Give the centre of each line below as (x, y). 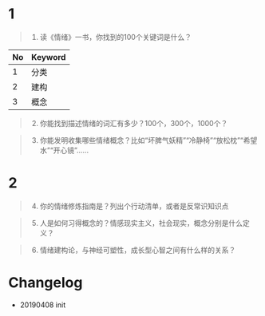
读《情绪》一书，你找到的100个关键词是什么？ (115, 37)
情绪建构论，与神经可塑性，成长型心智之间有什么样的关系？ (138, 250)
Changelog (45, 283)
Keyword (49, 57)
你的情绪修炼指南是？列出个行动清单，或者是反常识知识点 (134, 206)
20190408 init (43, 305)
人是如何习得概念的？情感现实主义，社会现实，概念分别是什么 (141, 223)
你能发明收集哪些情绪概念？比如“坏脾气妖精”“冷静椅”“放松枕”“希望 (148, 140)
